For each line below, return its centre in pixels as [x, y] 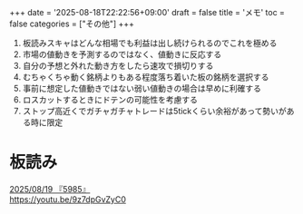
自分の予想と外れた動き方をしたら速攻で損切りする [118, 66]
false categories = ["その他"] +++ [72, 24]
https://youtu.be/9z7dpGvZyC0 [68, 199]
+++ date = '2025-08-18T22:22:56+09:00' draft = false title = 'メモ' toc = [147, 12]
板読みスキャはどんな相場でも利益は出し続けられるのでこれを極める [150, 43]
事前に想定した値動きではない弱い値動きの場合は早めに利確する [142, 88]
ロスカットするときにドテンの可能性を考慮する [110, 100]
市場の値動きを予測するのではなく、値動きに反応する [122, 54]
